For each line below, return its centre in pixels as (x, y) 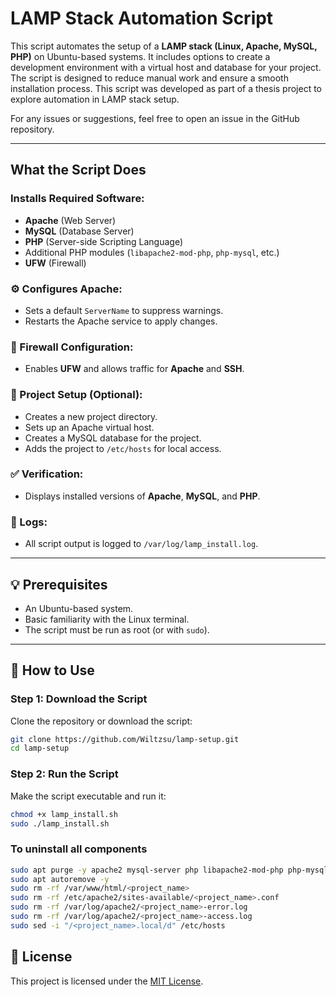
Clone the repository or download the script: (101, 721)
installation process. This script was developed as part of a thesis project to (166, 88)
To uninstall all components (79, 849)
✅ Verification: (47, 474)
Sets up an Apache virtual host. (89, 427)
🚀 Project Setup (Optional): (76, 395)
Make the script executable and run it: (88, 796)
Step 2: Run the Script (64, 774)
